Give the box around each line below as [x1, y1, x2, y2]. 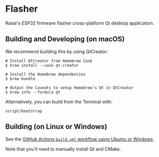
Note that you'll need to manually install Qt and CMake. [5, 146, 121, 152]
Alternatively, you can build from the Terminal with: [5, 98, 112, 105]
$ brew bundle [5, 76, 36, 81]
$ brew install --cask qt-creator [5, 62, 79, 68]
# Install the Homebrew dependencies [5, 72, 86, 77]
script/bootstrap [5, 108, 42, 114]
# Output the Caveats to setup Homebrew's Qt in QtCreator [5, 85, 134, 90]
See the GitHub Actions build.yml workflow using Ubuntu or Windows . [5, 136, 154, 142]
